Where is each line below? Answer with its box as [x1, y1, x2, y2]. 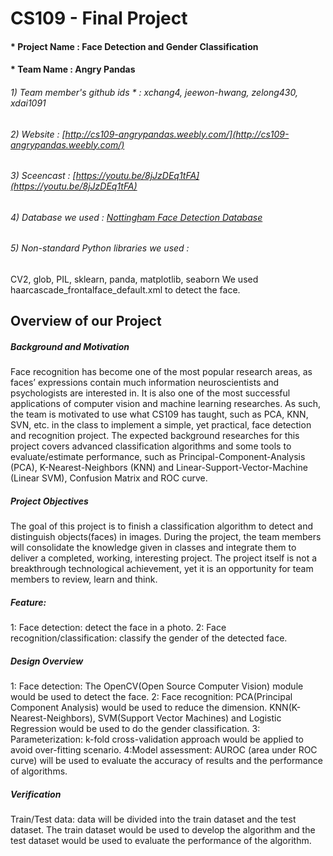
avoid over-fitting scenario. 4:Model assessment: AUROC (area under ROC [10, 744, 318, 756]
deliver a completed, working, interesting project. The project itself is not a [10, 552, 318, 564]
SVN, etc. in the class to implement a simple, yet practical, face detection [10, 419, 312, 431]
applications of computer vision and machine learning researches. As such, [10, 398, 322, 410]
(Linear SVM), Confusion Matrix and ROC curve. [10, 472, 208, 484]
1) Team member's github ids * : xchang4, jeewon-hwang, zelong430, [10, 86, 298, 98]
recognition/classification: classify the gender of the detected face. [10, 632, 288, 644]
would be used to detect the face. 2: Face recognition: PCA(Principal [10, 691, 293, 703]
